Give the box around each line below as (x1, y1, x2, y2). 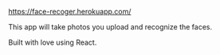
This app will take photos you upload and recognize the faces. (8, 22, 213, 31)
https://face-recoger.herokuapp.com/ (8, 7, 132, 16)
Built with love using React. (8, 37, 97, 47)
